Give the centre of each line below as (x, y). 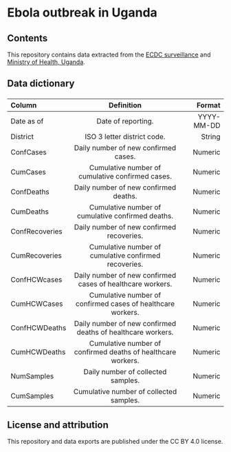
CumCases (29, 172)
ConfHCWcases (36, 280)
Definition (125, 105)
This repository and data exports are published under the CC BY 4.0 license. (115, 442)
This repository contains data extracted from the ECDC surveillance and (109, 54)
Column (24, 105)
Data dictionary (41, 84)
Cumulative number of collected (125, 392)
